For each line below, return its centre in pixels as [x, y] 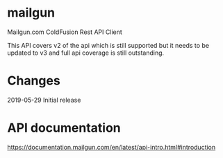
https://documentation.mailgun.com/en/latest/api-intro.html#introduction [111, 147]
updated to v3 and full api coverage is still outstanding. [86, 53]
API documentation [64, 128]
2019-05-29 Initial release [44, 100]
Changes [34, 81]
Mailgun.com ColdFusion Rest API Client [65, 32]
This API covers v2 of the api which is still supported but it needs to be [108, 45]
